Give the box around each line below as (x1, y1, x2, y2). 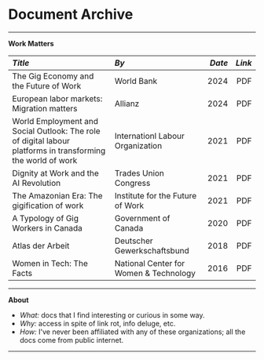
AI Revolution (12, 177, 61, 188)
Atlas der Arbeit (12, 240, 70, 251)
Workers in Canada (12, 222, 82, 233)
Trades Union (114, 167, 165, 178)
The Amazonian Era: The (12, 190, 104, 201)
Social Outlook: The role (12, 125, 101, 136)
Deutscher (114, 235, 153, 246)
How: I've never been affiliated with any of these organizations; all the (19, 327, 246, 336)
